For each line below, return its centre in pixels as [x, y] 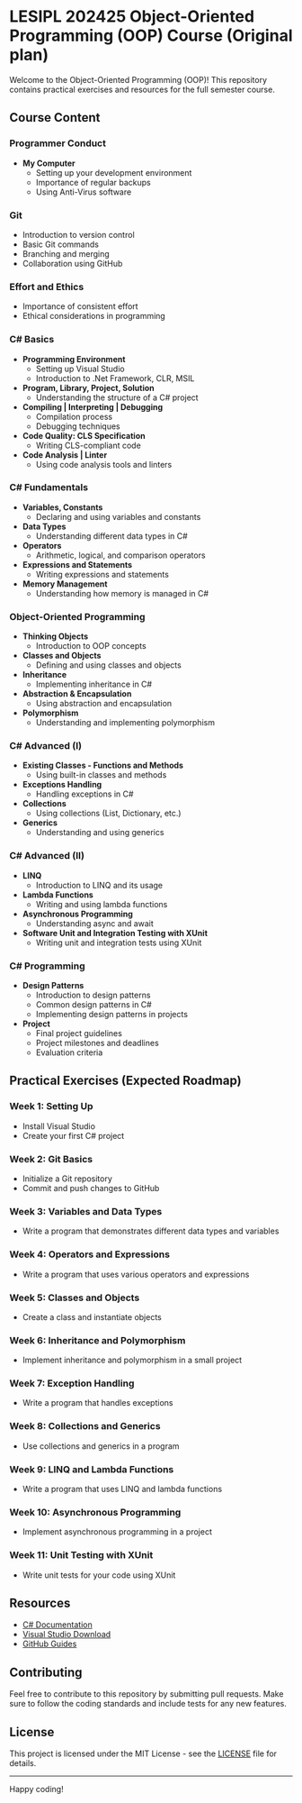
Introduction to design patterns [93, 995]
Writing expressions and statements [102, 574]
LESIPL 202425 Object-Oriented [132, 17]
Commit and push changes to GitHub [91, 1188]
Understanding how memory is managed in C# [122, 593]
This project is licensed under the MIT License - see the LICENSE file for [143, 1753]
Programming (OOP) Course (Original [151, 36]
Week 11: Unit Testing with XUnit [81, 1555]
